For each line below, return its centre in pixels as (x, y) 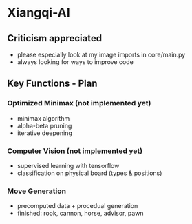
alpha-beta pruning (44, 125)
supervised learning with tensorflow (68, 165)
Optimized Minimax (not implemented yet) (79, 103)
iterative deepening (44, 133)
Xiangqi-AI (39, 13)
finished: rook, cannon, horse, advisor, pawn (80, 213)
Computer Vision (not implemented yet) (75, 151)
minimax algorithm (43, 118)
